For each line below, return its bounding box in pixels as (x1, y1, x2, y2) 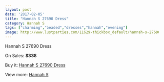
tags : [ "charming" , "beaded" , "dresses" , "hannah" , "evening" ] (5, 25, 128, 30)
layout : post (5, 7, 32, 12)
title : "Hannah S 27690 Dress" (5, 16, 69, 21)
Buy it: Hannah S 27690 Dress (5, 62, 66, 68)
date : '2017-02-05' (5, 12, 45, 17)
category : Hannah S (5, 20, 45, 26)
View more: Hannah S (5, 72, 49, 77)
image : (5, 30, 19, 35)
